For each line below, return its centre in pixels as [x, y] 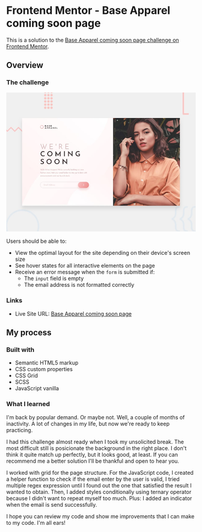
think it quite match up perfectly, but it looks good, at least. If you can [92, 454]
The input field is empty [54, 278]
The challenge [28, 83]
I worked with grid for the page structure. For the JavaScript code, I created [100, 472]
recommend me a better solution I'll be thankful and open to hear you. [93, 461]
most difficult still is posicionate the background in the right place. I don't [96, 448]
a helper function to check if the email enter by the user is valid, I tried [93, 479]
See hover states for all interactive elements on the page [85, 266]
